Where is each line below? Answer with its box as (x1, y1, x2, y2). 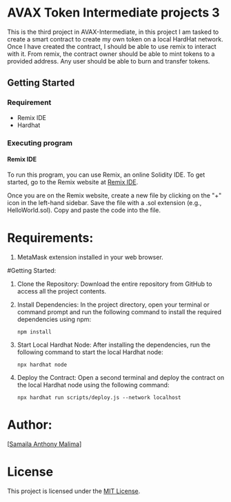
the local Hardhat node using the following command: (17, 380, 170, 389)
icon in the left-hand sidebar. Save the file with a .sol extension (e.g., (7, 198, 202, 206)
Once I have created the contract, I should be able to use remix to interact (7, 42, 217, 50)
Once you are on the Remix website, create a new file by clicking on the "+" (7, 191, 222, 200)
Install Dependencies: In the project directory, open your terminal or (17, 300, 210, 309)
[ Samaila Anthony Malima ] (7, 440, 82, 448)
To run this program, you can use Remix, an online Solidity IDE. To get (7, 171, 205, 179)
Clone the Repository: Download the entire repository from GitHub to (17, 280, 212, 288)
